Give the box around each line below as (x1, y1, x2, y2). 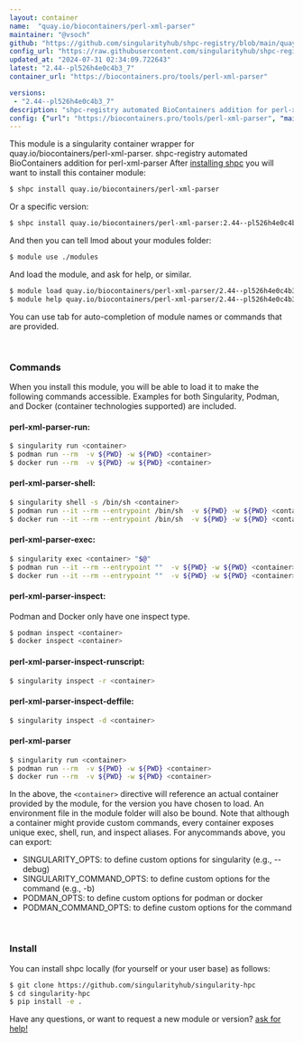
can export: (9, 837, 52, 848)
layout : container (9, 13, 78, 23)
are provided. (9, 320, 60, 331)
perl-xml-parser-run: (9, 422, 90, 432)
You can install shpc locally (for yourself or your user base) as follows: (9, 962, 271, 973)
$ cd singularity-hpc (9, 989, 91, 998)
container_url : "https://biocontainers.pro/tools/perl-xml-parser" (9, 72, 269, 81)
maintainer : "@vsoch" (9, 30, 91, 39)
